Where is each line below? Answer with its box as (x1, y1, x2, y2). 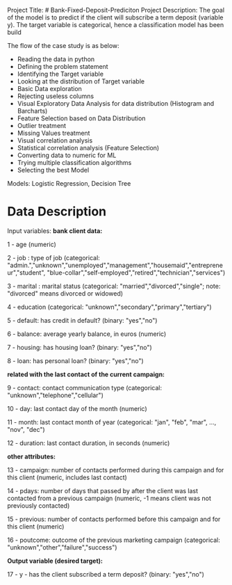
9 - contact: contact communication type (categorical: (7, 383, 162, 392)
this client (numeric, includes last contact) (7, 473, 127, 481)
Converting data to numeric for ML (17, 151, 117, 159)
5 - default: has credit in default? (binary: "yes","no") (7, 316, 158, 324)
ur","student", (7, 268, 46, 277)
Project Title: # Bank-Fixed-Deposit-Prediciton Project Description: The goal (7, 6, 224, 14)
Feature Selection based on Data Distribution (17, 114, 146, 122)
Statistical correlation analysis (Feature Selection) (17, 144, 160, 152)
